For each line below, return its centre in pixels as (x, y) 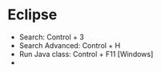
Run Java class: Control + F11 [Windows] (86, 54)
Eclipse (32, 15)
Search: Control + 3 (52, 37)
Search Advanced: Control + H (70, 45)
